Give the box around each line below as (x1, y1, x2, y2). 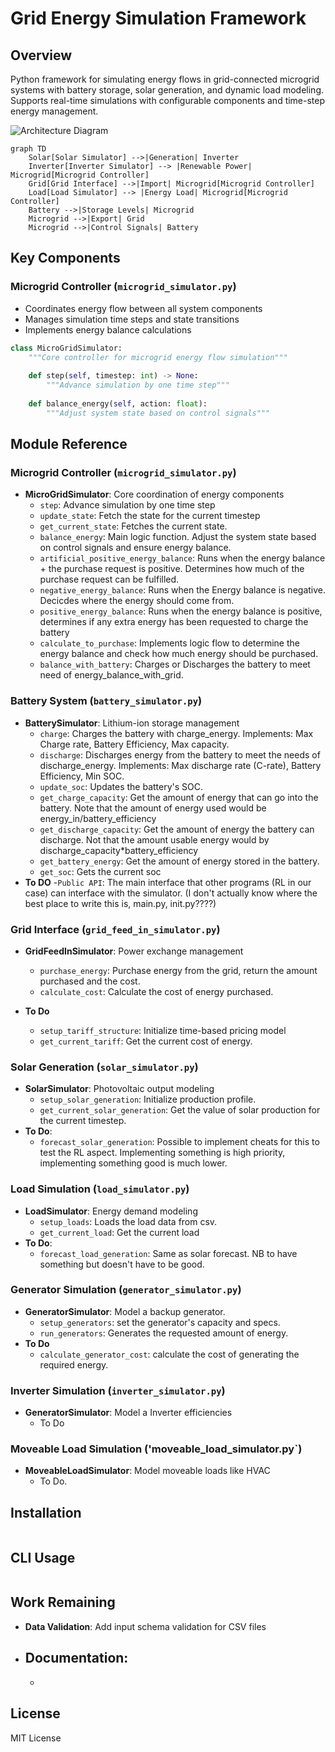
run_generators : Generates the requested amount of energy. (39, 1327, 289, 1339)
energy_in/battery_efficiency (39, 812, 157, 824)
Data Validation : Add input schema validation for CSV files (24, 1620, 267, 1632)
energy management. (10, 105, 99, 117)
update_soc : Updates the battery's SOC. (39, 780, 204, 792)
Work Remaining (10, 1594, 116, 1611)
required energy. (39, 1358, 109, 1371)
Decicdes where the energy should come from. (39, 595, 235, 607)
